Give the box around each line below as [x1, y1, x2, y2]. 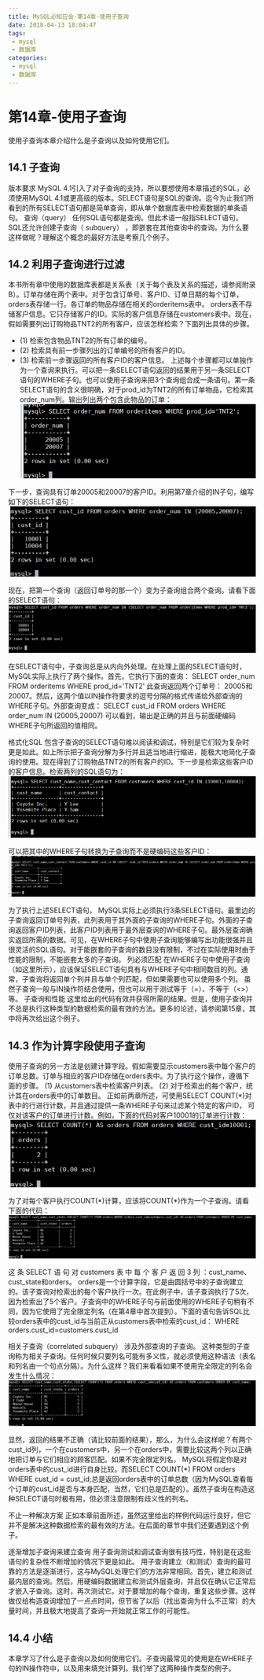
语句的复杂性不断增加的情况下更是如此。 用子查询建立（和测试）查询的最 [8, 1557, 244, 1567]
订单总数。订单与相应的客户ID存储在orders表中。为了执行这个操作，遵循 [8, 1070, 243, 1081]
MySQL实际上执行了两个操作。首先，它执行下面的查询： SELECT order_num [8, 671, 255, 680]
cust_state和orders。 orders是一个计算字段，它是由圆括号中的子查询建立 [8, 1277, 244, 1286]
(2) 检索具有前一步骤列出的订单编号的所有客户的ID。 [19, 346, 190, 356]
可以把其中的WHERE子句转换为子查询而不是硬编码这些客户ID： [8, 846, 212, 856]
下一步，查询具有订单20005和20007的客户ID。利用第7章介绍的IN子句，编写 [8, 488, 255, 496]
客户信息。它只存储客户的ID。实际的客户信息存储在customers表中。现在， [14, 309, 256, 319]
